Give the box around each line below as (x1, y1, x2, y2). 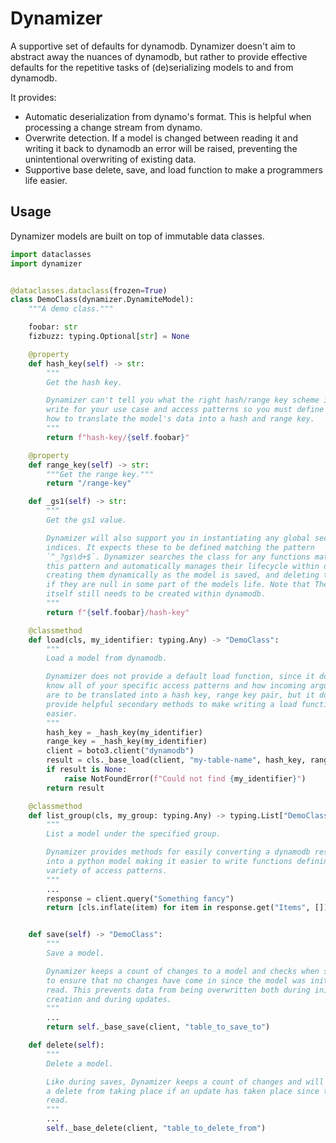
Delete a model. (46, 1058, 114, 1069)
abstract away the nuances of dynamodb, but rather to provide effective (10, 50, 308, 62)
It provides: (10, 91, 57, 103)
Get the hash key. (46, 377, 123, 387)
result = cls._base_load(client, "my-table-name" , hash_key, (46, 755, 307, 766)
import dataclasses (10, 249, 92, 259)
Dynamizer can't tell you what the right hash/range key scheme (46, 395, 320, 406)
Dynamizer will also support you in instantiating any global (46, 533, 311, 543)
